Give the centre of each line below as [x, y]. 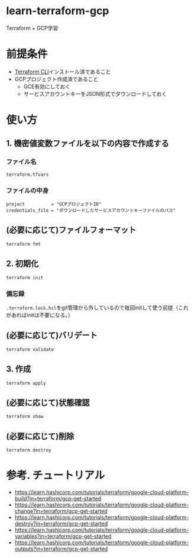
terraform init [25, 278]
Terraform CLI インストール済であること [63, 72]
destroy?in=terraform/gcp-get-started [61, 524]
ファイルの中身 [27, 191]
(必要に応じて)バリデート [52, 336]
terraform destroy [29, 450]
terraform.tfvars [27, 175]
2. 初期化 [22, 264]
